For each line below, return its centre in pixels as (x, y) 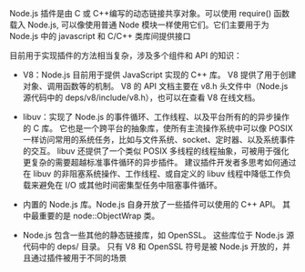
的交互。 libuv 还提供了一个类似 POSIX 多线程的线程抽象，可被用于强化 (156, 151)
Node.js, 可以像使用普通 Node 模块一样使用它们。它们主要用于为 (148, 25)
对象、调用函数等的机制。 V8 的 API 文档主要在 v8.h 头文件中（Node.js (155, 86)
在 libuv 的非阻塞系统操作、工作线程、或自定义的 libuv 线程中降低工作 (153, 174)
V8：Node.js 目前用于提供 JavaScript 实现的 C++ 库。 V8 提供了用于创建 (159, 75)
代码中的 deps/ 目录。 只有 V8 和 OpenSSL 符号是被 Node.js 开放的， (152, 247)
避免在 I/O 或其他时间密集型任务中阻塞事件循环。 (131, 185)
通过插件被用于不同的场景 (79, 258)
